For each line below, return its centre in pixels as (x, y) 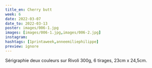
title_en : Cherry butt (29, 10)
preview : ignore (22, 46)
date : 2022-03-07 (23, 19)
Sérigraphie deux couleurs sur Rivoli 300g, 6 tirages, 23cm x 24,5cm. (76, 60)
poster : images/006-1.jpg (32, 28)
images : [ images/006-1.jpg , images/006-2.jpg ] (53, 33)
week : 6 (13, 14)
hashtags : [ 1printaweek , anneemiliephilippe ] (52, 42)
